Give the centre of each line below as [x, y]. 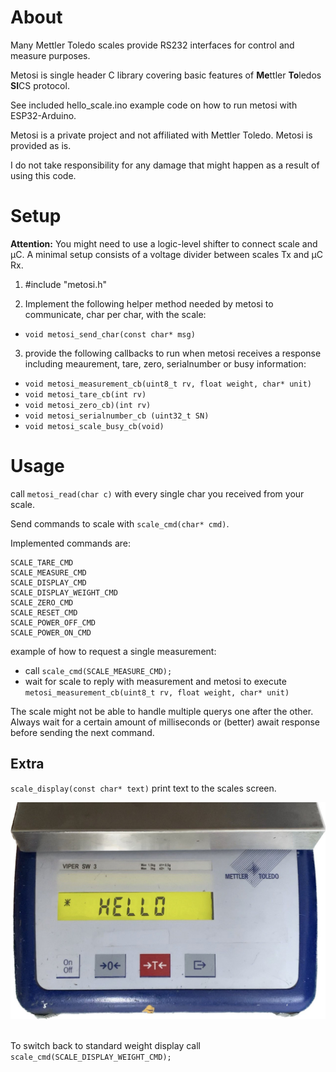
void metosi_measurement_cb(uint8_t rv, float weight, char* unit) [168, 384]
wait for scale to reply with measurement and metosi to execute [155, 681]
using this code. [43, 175]
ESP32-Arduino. [43, 115]
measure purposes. [50, 55]
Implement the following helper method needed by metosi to [149, 303]
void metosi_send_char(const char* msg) [110, 334]
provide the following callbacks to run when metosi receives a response [173, 353]
